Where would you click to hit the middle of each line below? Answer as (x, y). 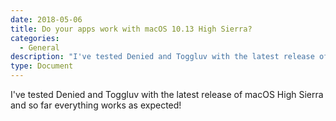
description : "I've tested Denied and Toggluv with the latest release (162, 57)
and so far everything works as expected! (96, 105)
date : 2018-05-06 (46, 19)
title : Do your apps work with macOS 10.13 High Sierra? (131, 29)
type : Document (42, 66)
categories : (35, 38)
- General (39, 47)
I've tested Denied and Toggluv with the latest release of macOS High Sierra (167, 94)
